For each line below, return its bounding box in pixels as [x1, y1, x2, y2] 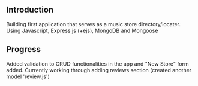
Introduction [6, 5, 54, 15]
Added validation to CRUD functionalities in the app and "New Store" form [6, 60, 189, 67]
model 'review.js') [6, 73, 50, 80]
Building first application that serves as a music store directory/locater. [6, 20, 181, 27]
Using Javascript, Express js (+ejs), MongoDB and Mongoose [6, 27, 158, 34]
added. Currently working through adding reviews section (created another [6, 66, 192, 73]
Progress [6, 44, 41, 54]
